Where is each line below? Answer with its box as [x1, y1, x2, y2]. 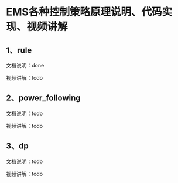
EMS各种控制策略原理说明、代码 [6, 5, 162, 19]
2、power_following [6, 93, 81, 103]
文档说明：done [6, 62, 44, 69]
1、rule [6, 45, 32, 55]
